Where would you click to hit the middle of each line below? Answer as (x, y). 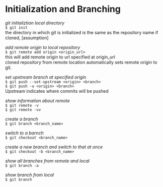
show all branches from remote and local (47, 161)
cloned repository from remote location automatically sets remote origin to (81, 62)
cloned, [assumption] (27, 38)
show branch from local (30, 175)
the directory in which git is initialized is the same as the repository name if (81, 32)
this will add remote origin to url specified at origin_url (60, 57)
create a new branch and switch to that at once (54, 147)
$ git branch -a (22, 165)
